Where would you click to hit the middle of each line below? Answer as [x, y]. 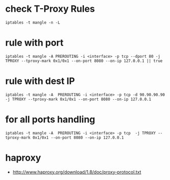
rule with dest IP [40, 81]
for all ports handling [50, 119]
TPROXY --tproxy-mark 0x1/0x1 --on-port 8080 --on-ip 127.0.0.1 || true [84, 61]
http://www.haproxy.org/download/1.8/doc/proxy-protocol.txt [77, 172]
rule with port [34, 43]
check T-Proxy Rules [50, 9]
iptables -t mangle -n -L [33, 22]
